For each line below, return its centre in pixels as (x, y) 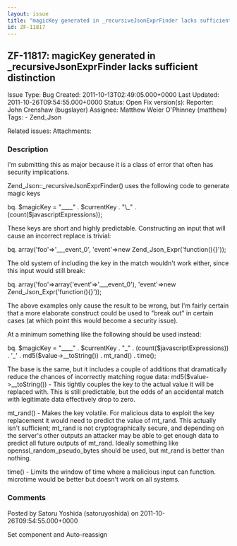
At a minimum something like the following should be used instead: (104, 335)
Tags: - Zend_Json (35, 117)
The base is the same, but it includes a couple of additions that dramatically (117, 369)
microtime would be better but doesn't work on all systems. (93, 480)
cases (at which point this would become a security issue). (93, 321)
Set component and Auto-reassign (57, 534)
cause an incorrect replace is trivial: (59, 236)
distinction (31, 77)
